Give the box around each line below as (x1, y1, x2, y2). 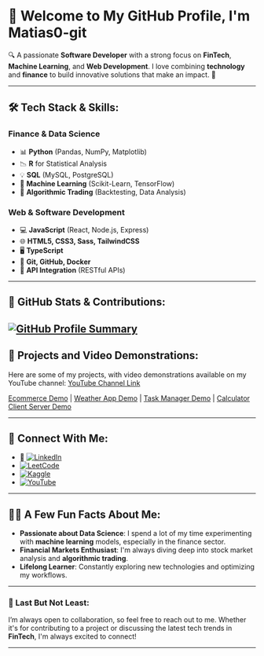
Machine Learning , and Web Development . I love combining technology (8, 61, 245, 71)
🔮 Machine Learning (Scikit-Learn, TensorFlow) (19, 178, 175, 188)
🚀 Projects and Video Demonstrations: (8, 349, 199, 362)
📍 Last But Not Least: (8, 597, 90, 608)
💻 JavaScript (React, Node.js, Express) (19, 225, 149, 234)
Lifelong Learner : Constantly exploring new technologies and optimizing (19, 562, 255, 572)
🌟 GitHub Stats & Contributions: (8, 295, 166, 309)
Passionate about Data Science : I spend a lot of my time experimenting (19, 529, 252, 538)
